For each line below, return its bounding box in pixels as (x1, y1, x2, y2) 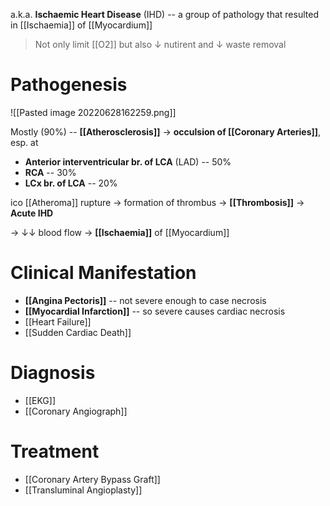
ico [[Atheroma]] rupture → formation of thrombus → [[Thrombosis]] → (10, 196, 305, 208)
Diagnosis (10, 362, 96, 384)
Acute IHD (10, 207, 54, 219)
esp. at (10, 136, 39, 148)
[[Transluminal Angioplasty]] (24, 484, 143, 496)
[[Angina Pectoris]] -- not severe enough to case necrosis (24, 294, 267, 306)
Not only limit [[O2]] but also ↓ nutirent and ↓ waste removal (34, 39, 287, 50)
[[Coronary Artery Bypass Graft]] (24, 473, 161, 485)
